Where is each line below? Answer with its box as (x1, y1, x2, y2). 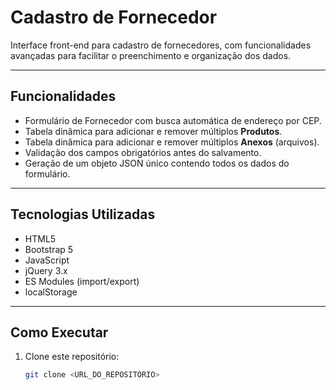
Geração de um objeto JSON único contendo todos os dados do (24, 157, 290, 169)
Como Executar (10, 324, 109, 341)
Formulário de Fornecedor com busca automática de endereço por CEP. (24, 114, 322, 126)
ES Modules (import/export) (24, 275, 140, 287)
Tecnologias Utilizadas (10, 206, 156, 223)
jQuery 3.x (24, 264, 68, 276)
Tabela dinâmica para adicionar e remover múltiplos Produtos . (24, 125, 283, 137)
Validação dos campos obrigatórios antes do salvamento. (24, 146, 262, 158)
